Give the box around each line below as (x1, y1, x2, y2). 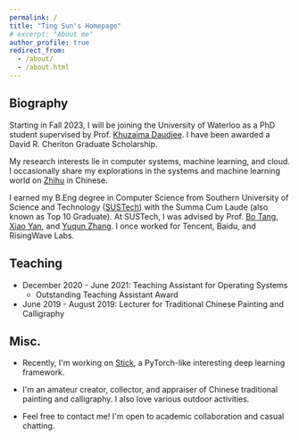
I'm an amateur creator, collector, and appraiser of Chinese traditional (21, 385, 278, 395)
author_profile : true (9, 37, 90, 47)
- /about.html (17, 63, 70, 72)
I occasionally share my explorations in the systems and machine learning (9, 165, 281, 176)
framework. (21, 367, 65, 378)
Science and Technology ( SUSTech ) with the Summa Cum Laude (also (9, 202, 269, 212)
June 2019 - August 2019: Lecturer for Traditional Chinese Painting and (21, 298, 284, 309)
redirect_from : (9, 46, 66, 55)
